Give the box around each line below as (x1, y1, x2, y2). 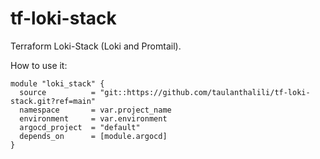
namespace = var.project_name (19, 105, 172, 115)
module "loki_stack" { (10, 78, 105, 89)
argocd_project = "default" (19, 122, 141, 132)
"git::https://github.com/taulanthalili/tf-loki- (99, 87, 311, 97)
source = (19, 87, 97, 97)
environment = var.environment (19, 113, 168, 124)
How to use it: (10, 59, 68, 71)
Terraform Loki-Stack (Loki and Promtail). (10, 40, 182, 52)
